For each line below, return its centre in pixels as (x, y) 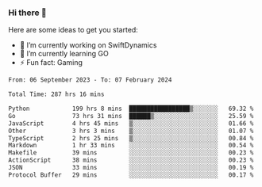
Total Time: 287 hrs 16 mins (56, 94)
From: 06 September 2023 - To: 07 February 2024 (90, 80)
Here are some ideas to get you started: (73, 30)
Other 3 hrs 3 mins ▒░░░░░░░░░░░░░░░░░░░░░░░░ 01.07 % (131, 131)
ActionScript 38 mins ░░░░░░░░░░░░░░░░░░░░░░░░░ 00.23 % (131, 160)
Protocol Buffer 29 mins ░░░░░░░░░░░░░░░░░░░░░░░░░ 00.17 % (131, 175)
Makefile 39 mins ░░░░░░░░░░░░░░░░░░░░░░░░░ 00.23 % (131, 153)
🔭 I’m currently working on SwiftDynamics (88, 45)
